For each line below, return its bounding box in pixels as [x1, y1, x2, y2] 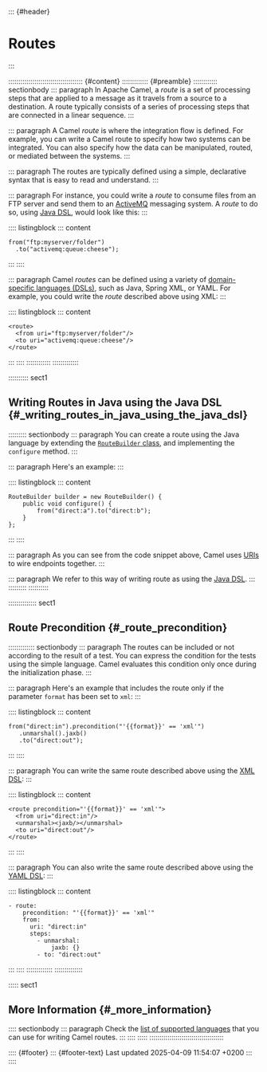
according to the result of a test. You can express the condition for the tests [8, 650, 257, 660]
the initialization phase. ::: [8, 667, 92, 677]
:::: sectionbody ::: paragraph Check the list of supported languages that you [8, 1024, 260, 1034]
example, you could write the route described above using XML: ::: [8, 291, 226, 301]
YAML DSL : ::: [8, 870, 53, 880]
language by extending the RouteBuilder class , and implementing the [8, 438, 235, 447]
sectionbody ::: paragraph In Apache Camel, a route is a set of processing [8, 84, 251, 94]
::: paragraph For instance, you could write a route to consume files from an [8, 190, 257, 200]
